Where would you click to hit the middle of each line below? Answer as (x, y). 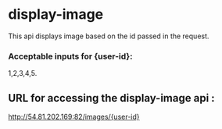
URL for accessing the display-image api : (111, 98)
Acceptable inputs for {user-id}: (70, 56)
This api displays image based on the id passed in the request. (109, 36)
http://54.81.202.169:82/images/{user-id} (74, 117)
